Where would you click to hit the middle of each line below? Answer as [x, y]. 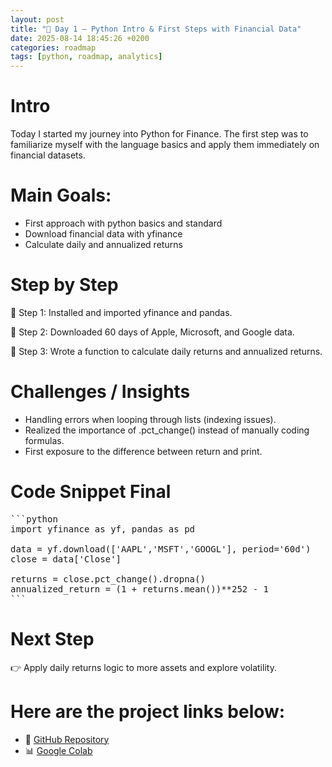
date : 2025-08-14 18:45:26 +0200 [80, 38]
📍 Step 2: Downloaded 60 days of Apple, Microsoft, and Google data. [152, 332]
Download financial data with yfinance [103, 234]
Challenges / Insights [100, 392]
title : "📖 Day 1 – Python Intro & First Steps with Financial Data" [156, 29]
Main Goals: [61, 195]
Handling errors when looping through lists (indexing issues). [150, 419]
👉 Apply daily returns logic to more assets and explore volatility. [143, 667]
